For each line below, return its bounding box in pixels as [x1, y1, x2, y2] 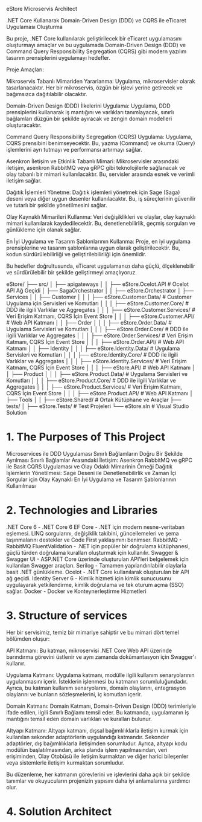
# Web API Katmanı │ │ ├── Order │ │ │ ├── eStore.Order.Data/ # [6, 319, 172, 326]
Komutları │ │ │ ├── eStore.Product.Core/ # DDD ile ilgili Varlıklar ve [6, 377, 176, 384]
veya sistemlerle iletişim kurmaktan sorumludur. [6, 759, 125, 766]
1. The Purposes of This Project [6, 430, 166, 444]
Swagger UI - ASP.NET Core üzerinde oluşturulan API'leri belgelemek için [6, 555, 189, 563]
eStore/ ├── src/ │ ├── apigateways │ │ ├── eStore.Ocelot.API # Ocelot [6, 280, 189, 288]
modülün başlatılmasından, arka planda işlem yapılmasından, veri [6, 746, 168, 753]
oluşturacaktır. [6, 121, 42, 129]
